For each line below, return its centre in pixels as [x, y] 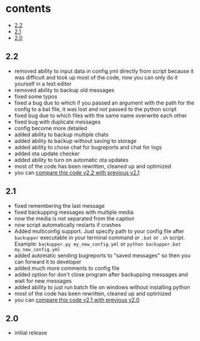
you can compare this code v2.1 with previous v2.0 [77, 300]
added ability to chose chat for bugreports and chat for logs [88, 147]
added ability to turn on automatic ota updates [71, 159]
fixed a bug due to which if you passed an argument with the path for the [104, 103]
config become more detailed [51, 128]
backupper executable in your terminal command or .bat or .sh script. [99, 237]
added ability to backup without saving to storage [75, 141]
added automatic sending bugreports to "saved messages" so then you [102, 255]
